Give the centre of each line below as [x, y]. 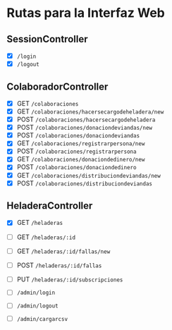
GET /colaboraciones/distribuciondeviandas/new [89, 175]
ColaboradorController [57, 86]
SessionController [47, 39]
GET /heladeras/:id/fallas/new [63, 251]
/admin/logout [37, 306]
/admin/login [36, 293]
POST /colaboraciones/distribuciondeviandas [85, 183]
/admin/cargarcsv [42, 319]
